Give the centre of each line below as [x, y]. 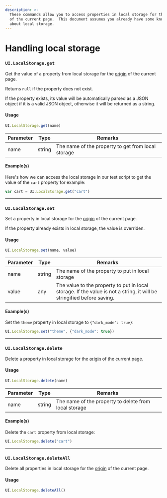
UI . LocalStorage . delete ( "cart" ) [39, 441]
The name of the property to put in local [102, 271]
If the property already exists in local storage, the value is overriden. [75, 228]
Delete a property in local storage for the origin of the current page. [74, 359]
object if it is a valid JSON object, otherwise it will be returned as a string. [80, 103]
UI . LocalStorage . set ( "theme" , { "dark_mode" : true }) [60, 332]
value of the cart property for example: [45, 182]
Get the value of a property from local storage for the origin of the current [81, 73]
